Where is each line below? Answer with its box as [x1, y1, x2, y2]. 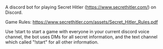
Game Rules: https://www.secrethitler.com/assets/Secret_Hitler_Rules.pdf [5, 19, 158, 25]
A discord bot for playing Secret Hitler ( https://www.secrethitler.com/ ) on [5, 4, 156, 10]
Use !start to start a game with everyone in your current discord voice [5, 29, 149, 34]
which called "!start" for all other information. [5, 39, 99, 45]
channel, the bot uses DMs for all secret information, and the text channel [5, 34, 157, 40]
